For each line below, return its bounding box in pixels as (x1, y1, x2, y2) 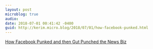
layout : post (5, 7, 32, 12)
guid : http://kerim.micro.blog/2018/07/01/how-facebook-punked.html (5, 25, 149, 30)
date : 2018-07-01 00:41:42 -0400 (5, 21, 74, 26)
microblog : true (5, 12, 38, 17)
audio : (5, 16, 19, 21)
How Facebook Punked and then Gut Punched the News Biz (5, 39, 127, 45)
